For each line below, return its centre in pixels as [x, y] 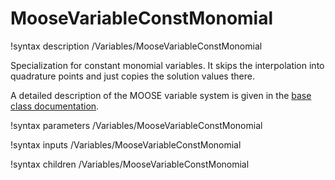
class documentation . [55, 106]
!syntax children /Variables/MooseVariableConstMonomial [130, 164]
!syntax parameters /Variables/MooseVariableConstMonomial [136, 125]
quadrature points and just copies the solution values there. [132, 76]
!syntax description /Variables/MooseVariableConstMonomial [136, 46]
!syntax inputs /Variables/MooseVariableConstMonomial [126, 144]
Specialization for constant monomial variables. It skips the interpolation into [167, 65]
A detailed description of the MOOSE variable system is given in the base [161, 95]
